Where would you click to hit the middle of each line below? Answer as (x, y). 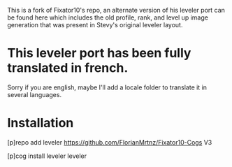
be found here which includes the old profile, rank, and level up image (108, 17)
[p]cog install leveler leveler (47, 156)
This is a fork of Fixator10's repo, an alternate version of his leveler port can (116, 10)
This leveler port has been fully (99, 53)
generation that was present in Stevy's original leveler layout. (95, 25)
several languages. (34, 94)
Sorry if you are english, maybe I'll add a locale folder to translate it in (107, 87)
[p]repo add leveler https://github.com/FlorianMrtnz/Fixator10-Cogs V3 (110, 142)
